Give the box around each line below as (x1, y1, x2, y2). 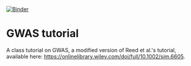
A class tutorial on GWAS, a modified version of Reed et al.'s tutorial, (6, 46, 176, 53)
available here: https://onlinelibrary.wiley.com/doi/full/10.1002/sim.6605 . (6, 53, 186, 60)
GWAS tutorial (6, 27, 79, 40)
